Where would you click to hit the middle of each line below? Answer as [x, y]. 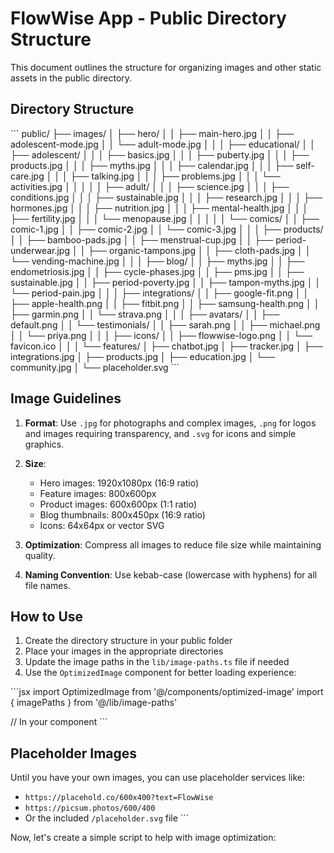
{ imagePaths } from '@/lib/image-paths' [94, 703]
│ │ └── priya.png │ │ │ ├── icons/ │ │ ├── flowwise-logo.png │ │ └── [161, 335]
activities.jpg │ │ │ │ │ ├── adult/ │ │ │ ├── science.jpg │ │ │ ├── [150, 186]
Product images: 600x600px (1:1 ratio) [118, 504]
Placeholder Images [74, 753]
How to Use [47, 616]
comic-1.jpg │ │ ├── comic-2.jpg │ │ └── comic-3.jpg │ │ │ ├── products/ [167, 229]
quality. [40, 555]
